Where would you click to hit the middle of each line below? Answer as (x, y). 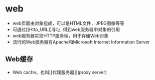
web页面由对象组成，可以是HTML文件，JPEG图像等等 (68, 23)
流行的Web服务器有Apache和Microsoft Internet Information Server (81, 42)
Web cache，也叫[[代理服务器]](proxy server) (59, 72)
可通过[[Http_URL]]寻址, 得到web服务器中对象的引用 (66, 29)
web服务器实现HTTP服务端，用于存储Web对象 (60, 35)
